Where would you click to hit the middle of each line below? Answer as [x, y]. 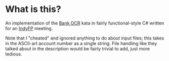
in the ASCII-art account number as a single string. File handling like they [81, 43]
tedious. [14, 54]
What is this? [33, 9]
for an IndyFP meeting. [29, 28]
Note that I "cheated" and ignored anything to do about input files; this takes [85, 38]
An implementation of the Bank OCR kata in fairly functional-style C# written [85, 23]
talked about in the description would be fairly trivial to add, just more [78, 48]
